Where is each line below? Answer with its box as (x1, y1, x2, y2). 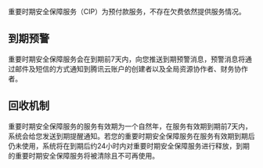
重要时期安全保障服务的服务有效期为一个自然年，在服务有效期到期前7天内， (8, 121, 252, 131)
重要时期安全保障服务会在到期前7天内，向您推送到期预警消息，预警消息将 (8, 54, 245, 64)
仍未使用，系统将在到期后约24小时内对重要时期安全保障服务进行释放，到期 (8, 141, 250, 151)
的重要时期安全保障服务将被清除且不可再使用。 (8, 151, 159, 160)
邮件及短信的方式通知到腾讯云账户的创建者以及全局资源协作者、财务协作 (14, 64, 248, 73)
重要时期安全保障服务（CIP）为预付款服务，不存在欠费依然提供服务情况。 (8, 7, 246, 16)
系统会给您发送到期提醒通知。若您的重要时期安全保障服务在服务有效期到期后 (8, 131, 255, 141)
